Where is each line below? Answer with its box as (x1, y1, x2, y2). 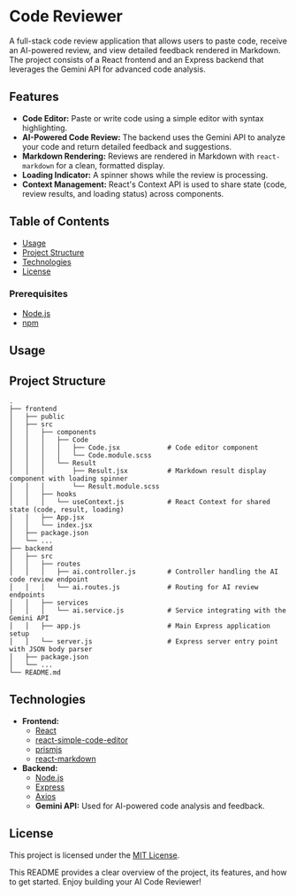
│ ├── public (9, 412, 65, 422)
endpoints (9, 591, 46, 600)
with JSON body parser (9, 645, 93, 654)
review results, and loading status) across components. (21, 188, 224, 199)
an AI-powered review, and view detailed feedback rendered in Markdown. (9, 44, 281, 55)
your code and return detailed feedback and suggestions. (21, 141, 232, 152)
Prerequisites (9, 288, 68, 300)
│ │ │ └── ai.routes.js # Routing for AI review (9, 583, 259, 592)
